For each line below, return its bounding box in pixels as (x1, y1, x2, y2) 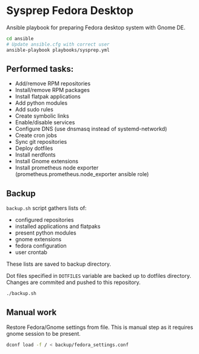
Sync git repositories (15, 138, 67, 146)
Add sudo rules (15, 106, 53, 113)
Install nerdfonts (15, 151, 56, 158)
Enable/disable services (15, 119, 75, 126)
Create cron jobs (15, 132, 58, 139)
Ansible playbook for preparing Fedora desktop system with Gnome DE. (6, 24, 186, 31)
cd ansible (6, 35, 34, 41)
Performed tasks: (6, 63, 74, 74)
